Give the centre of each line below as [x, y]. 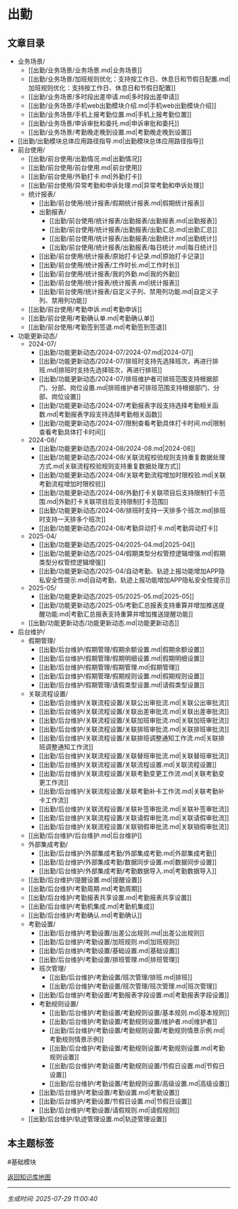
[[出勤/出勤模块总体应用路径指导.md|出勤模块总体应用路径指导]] [110, 141]
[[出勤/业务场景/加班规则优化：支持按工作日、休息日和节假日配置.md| [129, 79]
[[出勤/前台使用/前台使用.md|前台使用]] [85, 168]
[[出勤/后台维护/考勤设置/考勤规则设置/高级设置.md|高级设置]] [140, 1084]
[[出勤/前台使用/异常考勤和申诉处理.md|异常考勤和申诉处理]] [116, 185]
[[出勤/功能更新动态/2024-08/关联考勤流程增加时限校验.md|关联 [132, 475]
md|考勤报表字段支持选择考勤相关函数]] [105, 414]
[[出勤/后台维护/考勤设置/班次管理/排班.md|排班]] [121, 977]
